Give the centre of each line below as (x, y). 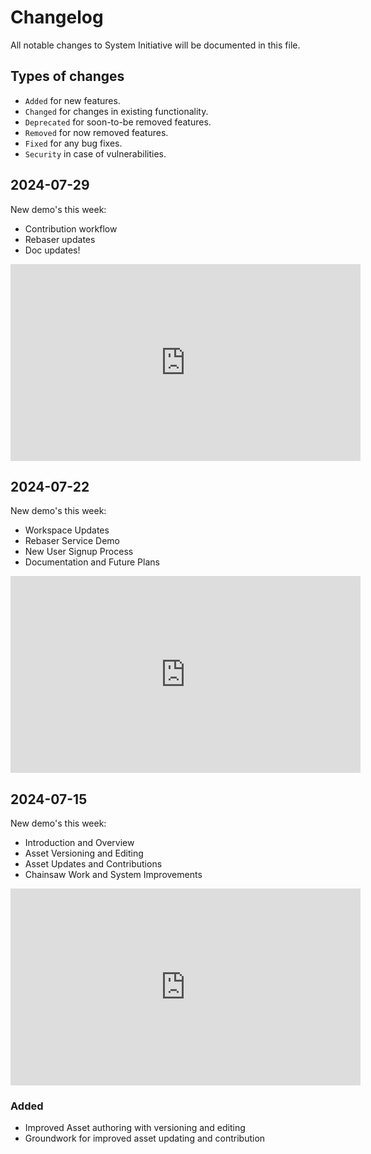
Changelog (57, 17)
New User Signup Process (79, 552)
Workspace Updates (67, 530)
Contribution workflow (71, 228)
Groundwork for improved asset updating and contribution (145, 1138)
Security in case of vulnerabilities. (95, 153)
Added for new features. (72, 100)
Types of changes (67, 76)
